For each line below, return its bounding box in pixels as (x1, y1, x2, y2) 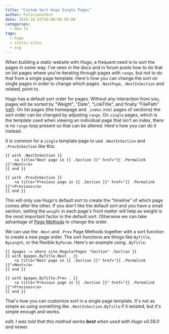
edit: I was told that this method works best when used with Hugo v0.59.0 (5, 318, 159, 324)
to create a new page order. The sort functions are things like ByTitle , (5, 234, 151, 240)
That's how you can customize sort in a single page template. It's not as (5, 298, 155, 304)
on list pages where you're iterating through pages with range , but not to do (5, 69, 163, 76)
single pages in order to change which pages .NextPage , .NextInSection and (5, 80, 164, 87)
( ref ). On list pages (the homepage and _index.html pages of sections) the (5, 106, 161, 112)
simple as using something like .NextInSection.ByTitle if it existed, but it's (5, 303, 161, 309)
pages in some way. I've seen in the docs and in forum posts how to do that (5, 64, 163, 70)
